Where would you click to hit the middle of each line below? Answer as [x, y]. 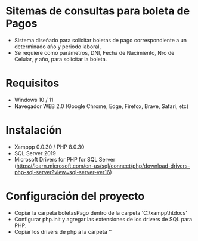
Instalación [34, 130]
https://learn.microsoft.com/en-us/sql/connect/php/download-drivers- [103, 166]
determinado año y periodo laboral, [58, 47]
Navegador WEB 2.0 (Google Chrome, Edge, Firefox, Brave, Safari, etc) [101, 106]
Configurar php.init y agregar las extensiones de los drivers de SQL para [103, 219]
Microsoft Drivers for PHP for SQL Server [65, 159]
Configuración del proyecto [75, 196]
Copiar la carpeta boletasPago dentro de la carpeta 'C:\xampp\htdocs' [100, 212]
